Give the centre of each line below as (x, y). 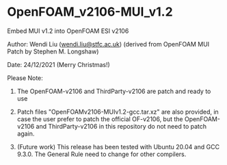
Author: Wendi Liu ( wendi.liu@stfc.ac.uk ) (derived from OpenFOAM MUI (108, 44)
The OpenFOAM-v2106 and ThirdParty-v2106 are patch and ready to (114, 91)
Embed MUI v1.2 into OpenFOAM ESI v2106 (68, 31)
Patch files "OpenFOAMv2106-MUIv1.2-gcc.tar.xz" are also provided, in (118, 112)
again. (26, 134)
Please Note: (25, 78)
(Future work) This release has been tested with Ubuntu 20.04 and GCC (118, 147)
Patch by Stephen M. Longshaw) (53, 51)
